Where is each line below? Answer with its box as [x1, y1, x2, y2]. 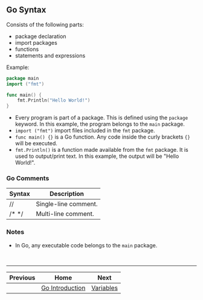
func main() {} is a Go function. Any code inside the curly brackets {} [14, 133, 190, 141]
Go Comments [6, 174, 50, 183]
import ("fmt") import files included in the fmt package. [14, 127, 155, 134]
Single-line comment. [36, 200, 98, 208]
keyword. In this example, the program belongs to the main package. [14, 120, 185, 128]
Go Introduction [41, 284, 86, 292]
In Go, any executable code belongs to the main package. [14, 241, 158, 249]
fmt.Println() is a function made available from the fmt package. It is [14, 146, 188, 154]
